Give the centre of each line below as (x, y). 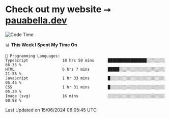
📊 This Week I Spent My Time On (41, 45)
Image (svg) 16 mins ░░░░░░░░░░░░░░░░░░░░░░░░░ (85, 96)
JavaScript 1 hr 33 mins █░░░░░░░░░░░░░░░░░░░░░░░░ (85, 78)
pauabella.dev (36, 21)
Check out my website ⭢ (58, 9)
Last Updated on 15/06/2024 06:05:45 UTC (51, 110)
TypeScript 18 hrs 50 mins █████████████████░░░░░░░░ (85, 60)
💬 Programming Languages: (33, 56)
